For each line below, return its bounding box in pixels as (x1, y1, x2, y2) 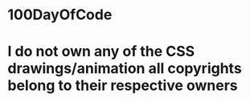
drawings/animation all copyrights (7, 59, 242, 78)
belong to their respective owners (7, 76, 238, 95)
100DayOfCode (7, 6, 113, 24)
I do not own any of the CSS (7, 43, 195, 61)
